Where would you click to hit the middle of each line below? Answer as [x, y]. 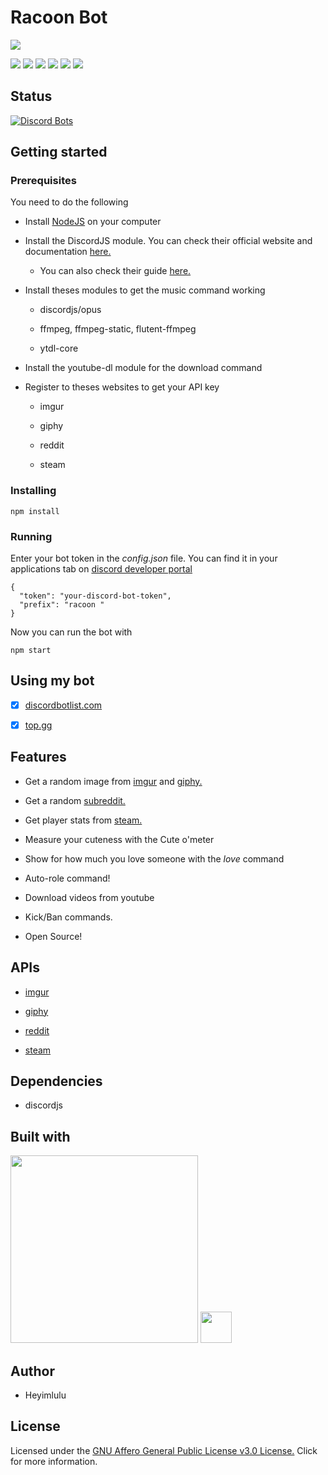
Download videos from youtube [89, 897]
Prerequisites [43, 181]
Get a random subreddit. [75, 800]
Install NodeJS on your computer [93, 222]
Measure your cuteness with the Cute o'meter [119, 839]
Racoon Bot [59, 17]
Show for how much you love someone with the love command [154, 858]
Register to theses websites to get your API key [122, 387]
